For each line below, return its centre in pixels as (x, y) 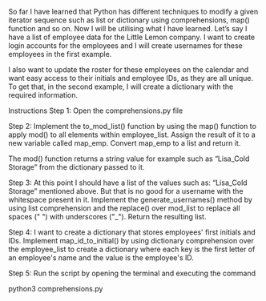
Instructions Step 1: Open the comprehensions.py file (96, 110)
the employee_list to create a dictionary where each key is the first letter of (132, 249)
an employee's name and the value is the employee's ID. (101, 258)
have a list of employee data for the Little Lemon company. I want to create (132, 37)
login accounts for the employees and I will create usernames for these (125, 46)
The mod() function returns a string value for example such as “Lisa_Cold (129, 159)
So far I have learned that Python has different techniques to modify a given (133, 12)
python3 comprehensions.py (56, 289)
